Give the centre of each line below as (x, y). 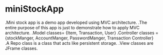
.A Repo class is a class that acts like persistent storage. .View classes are (79, 43)
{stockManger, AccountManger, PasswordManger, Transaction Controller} (80, 38)
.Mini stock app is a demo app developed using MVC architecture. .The (76, 22)
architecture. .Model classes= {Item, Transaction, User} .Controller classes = (82, 33)
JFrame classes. (21, 48)
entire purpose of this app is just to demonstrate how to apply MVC (72, 27)
